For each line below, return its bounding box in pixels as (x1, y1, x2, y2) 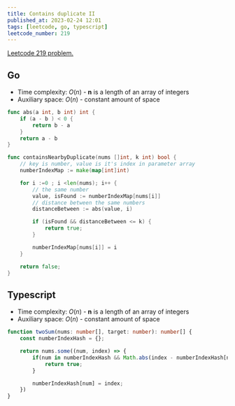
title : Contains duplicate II (7, 10, 96, 17)
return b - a (32, 122, 71, 129)
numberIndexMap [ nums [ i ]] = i (32, 244, 117, 251)
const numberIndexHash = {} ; (20, 335, 105, 342)
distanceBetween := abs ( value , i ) (32, 206, 133, 213)
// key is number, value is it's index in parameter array (20, 160, 196, 168)
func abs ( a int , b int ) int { (7, 109, 96, 116)
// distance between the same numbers (32, 199, 145, 206)
